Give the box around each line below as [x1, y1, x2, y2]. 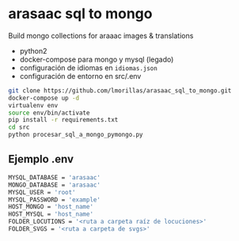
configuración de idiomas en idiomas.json [19, 62, 158, 72]
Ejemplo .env [8, 153, 74, 166]
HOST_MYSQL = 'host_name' [8, 210, 93, 218]
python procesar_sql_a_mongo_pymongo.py [8, 131, 144, 139]
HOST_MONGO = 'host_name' [8, 203, 93, 211]
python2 [19, 46, 47, 55]
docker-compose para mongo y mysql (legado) [19, 55, 174, 64]
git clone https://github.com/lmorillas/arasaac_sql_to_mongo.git [8, 86, 232, 95]
